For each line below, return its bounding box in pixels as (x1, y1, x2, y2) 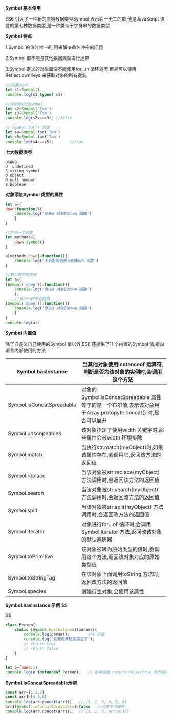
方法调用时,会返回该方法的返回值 (81, 476, 160, 484)
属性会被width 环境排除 (86, 434, 142, 441)
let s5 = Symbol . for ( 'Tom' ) (5, 134, 60, 139)
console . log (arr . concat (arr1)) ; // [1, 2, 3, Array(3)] (5, 709, 130, 714)
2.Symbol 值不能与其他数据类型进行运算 (5, 55, 90, 61)
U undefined (5, 164, 33, 169)
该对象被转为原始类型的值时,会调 (81, 546, 160, 553)
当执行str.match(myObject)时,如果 (81, 444, 164, 451)
